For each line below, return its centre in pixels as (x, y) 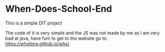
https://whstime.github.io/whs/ (37, 43)
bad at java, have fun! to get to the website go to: (57, 38)
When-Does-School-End (59, 9)
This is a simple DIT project (34, 23)
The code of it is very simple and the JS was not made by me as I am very (82, 33)
